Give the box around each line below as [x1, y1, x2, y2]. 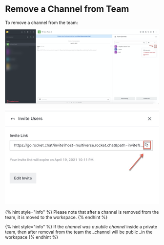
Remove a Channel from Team [5, 3, 129, 15]
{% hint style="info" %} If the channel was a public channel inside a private [5, 224, 158, 230]
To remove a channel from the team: [5, 20, 78, 25]
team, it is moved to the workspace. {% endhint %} [5, 214, 108, 221]
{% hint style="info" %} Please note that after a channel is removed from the [5, 209, 159, 215]
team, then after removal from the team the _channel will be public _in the [5, 229, 153, 235]
